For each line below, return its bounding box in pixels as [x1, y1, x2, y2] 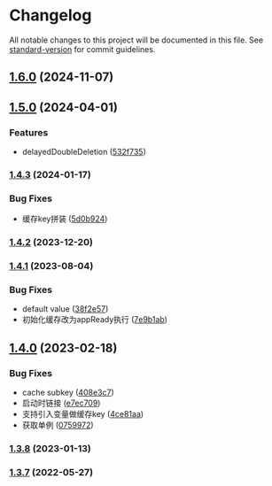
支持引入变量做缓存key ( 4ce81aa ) [21, 409, 144, 420]
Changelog [9, 5, 92, 26]
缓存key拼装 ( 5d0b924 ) [21, 213, 108, 224]
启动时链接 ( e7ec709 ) [21, 397, 101, 408]
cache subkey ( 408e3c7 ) [21, 387, 114, 398]
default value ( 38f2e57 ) [21, 304, 109, 314]
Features [9, 126, 49, 138]
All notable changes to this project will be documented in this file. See [9, 35, 264, 45]
